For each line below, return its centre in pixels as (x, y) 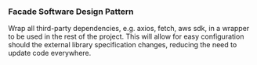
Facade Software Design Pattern (71, 12)
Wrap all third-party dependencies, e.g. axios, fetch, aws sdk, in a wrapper (129, 29)
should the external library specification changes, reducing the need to (123, 45)
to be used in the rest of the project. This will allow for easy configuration (126, 36)
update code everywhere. (50, 53)
